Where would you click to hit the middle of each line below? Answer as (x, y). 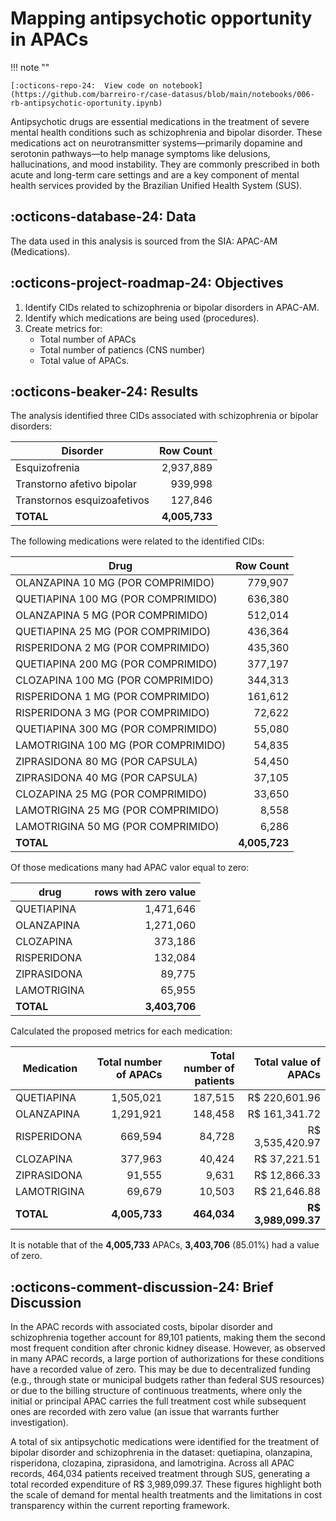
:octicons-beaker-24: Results (104, 391)
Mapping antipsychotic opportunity (161, 18)
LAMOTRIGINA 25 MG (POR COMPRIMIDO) (117, 810)
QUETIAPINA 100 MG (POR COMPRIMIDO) (116, 599)
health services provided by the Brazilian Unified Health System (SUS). (156, 185)
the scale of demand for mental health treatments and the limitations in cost (166, 1495)
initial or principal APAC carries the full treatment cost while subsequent (158, 1401)
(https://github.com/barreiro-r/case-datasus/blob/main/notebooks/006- (162, 94)
